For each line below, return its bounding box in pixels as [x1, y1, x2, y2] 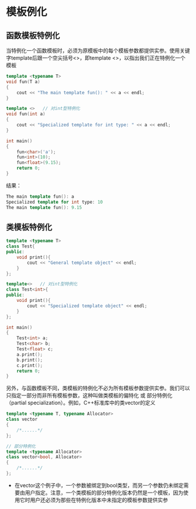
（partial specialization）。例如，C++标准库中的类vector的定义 [6, 399, 156, 407]
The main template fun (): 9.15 [6, 204, 82, 211]
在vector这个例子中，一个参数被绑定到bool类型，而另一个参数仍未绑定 [14, 482, 184, 489]
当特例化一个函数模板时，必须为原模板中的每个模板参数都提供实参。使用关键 [6, 47, 190, 54]
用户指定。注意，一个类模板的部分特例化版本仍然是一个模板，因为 [24, 489, 184, 496]
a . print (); [16, 352, 43, 357]
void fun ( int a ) [6, 111, 45, 117]
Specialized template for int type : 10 [6, 199, 103, 205]
